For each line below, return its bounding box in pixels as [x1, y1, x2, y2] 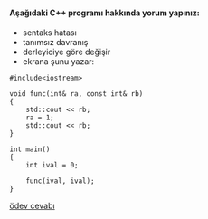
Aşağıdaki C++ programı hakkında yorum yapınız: [9, 7, 201, 18]
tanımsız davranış [22, 37, 89, 48]
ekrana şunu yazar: [22, 56, 95, 67]
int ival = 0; [25, 161, 79, 170]
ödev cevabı [9, 200, 56, 212]
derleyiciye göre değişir [22, 46, 111, 58]
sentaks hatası [22, 27, 77, 38]
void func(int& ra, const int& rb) [9, 90, 144, 99]
